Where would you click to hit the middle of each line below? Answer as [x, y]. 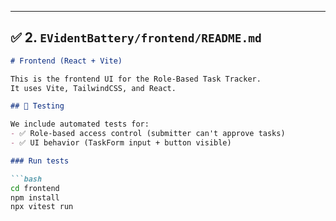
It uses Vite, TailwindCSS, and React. [93, 88]
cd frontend [35, 188]
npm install [35, 197]
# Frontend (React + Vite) [66, 61]
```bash [26, 179]
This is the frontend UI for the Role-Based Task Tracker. [136, 79]
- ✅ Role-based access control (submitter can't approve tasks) [148, 134]
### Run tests [40, 161]
